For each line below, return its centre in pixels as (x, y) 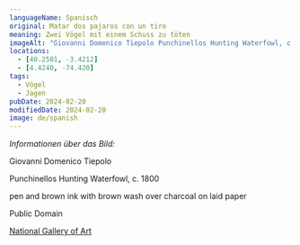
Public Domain (36, 213)
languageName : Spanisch (54, 18)
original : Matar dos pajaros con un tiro (88, 26)
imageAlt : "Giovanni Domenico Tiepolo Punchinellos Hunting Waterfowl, (146, 43)
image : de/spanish (44, 118)
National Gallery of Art (51, 231)
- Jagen (32, 93)
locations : (30, 51)
